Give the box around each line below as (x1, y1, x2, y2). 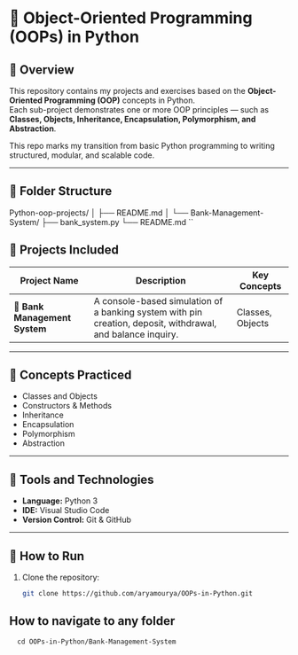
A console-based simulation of (93, 294, 223, 307)
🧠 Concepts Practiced (9, 368, 132, 383)
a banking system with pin (93, 306, 202, 318)
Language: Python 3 (21, 495, 98, 506)
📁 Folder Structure (9, 183, 113, 199)
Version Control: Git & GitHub (21, 514, 131, 526)
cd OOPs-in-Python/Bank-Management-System (17, 637, 176, 646)
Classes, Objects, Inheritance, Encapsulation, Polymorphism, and (9, 114, 256, 124)
